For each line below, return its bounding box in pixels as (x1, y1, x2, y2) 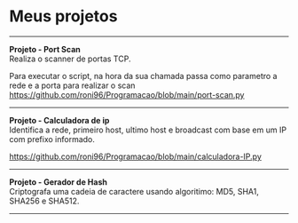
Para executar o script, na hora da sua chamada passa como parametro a (9, 70, 278, 81)
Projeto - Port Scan (9, 44, 82, 54)
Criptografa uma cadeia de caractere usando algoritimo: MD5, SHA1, (9, 186, 260, 196)
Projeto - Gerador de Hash (9, 176, 108, 187)
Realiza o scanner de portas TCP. (9, 53, 131, 64)
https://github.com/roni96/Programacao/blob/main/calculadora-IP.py (9, 151, 262, 162)
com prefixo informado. (9, 133, 96, 144)
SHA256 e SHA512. (9, 195, 80, 206)
